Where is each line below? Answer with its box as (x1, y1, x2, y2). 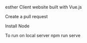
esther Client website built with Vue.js (5, 4, 82, 10)
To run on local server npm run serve (5, 33, 81, 38)
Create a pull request (5, 14, 48, 19)
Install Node (5, 23, 30, 29)
